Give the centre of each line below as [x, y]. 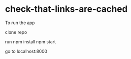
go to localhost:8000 [26, 51]
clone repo [16, 32]
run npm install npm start [31, 42]
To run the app [20, 23]
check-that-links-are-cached [66, 9]
